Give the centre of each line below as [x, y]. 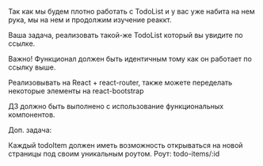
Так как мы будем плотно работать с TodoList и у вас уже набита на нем [131, 11]
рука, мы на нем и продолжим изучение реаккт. [90, 20]
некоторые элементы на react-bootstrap [76, 91]
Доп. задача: [30, 130]
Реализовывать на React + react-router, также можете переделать [120, 83]
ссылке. [22, 43]
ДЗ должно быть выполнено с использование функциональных [116, 106]
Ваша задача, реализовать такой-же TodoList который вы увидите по [126, 35]
